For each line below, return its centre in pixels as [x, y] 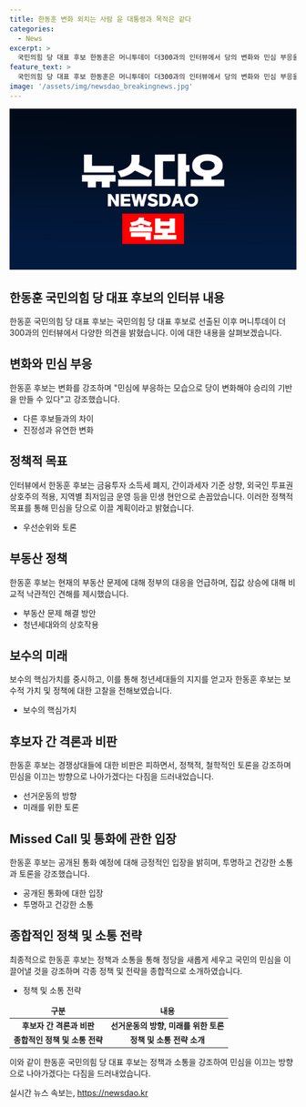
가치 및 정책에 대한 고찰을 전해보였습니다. [99, 691]
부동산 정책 [39, 559]
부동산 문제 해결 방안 [59, 613]
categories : [32, 29]
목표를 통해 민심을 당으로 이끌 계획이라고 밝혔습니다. [102, 508]
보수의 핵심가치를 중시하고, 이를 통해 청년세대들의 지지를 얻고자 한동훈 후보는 [146, 679]
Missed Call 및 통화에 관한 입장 [93, 839]
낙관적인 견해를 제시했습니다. [77, 594]
